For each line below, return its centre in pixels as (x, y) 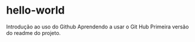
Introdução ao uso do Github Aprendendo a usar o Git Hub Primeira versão (97, 27)
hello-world (36, 10)
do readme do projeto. (34, 33)
